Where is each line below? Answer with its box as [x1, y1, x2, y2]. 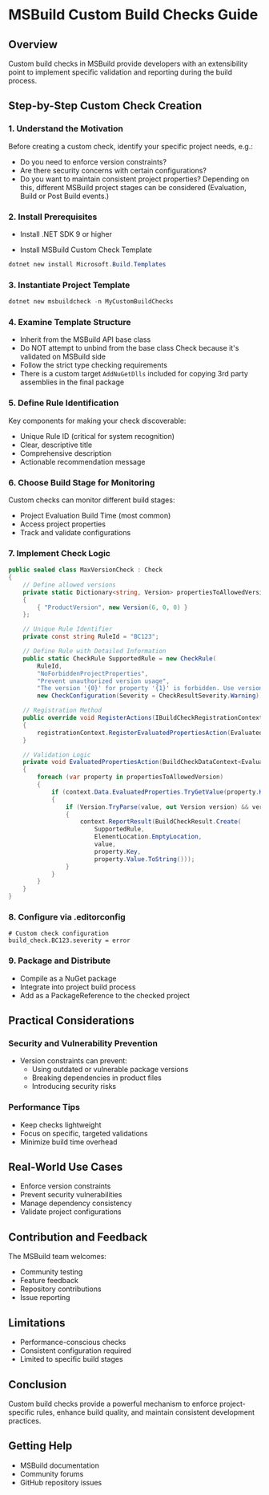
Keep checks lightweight [19, 1119, 102, 1129]
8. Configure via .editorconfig [8, 912, 126, 923]
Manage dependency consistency [19, 1198, 132, 1209]
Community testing [19, 1267, 83, 1277]
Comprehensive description [19, 448, 112, 458]
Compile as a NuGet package [19, 973, 117, 983]
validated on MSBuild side [19, 351, 106, 362]
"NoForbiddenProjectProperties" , [37, 669, 149, 677]
